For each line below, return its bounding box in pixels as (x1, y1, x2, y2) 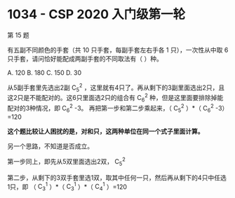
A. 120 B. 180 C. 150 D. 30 (7, 68, 82, 77)
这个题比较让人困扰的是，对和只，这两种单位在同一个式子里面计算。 (7, 127, 204, 136)
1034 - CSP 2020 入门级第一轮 (7, 6, 186, 22)
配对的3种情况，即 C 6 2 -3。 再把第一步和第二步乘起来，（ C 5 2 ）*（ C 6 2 (7, 102, 214, 114)
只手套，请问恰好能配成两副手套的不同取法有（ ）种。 (7, 54, 163, 63)
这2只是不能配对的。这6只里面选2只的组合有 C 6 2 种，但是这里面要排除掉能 (7, 92, 224, 104)
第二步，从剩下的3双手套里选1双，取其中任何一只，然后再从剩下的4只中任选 (7, 173, 227, 182)
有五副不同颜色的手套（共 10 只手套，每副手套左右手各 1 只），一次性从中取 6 (7, 45, 229, 54)
